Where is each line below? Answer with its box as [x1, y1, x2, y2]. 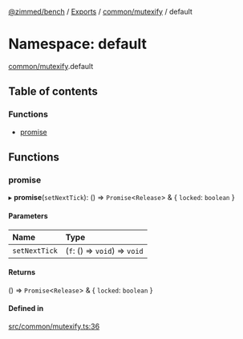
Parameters [8, 210, 48, 220]
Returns [8, 268, 36, 277]
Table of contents [8, 84, 98, 99]
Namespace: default [8, 35, 147, 53]
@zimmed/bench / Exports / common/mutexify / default [8, 7, 192, 16]
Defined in [8, 304, 44, 313]
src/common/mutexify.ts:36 [8, 321, 100, 331]
